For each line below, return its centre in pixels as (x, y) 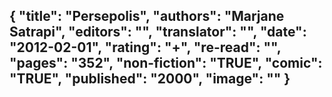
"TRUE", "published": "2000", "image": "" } (150, 79)
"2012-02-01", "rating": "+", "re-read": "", (145, 47)
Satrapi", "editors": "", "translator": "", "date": (158, 32)
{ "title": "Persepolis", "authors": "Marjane (147, 16)
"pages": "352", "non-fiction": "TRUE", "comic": (166, 63)
